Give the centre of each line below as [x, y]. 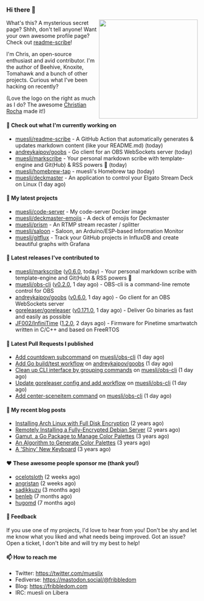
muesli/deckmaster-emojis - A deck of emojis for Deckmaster [92, 218]
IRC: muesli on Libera [42, 592]
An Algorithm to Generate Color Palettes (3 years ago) [83, 443]
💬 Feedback [22, 516]
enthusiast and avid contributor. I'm [51, 61]
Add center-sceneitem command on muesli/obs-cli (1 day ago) [93, 396]
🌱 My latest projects [32, 198]
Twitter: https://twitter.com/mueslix [59, 573]
